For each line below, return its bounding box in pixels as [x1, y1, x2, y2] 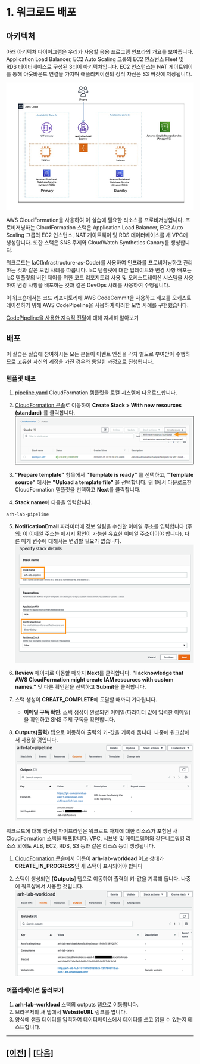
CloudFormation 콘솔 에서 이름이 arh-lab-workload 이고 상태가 [14, 855, 164, 862]
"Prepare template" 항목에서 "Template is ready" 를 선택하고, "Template [14, 471, 194, 478]
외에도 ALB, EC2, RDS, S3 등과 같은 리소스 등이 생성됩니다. [17, 842, 155, 850]
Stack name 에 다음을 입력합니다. [14, 498, 93, 505]
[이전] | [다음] [6, 1048, 54, 1058]
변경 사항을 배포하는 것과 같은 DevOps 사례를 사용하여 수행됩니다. [17, 281, 170, 289]
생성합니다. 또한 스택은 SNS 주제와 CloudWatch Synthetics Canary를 [6, 238, 170, 246]
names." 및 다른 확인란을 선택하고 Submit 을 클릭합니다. [14, 683, 146, 690]
